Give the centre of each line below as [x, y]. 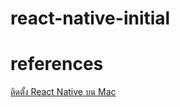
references [57, 64]
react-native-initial [90, 18]
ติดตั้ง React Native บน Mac [63, 92]
